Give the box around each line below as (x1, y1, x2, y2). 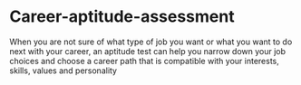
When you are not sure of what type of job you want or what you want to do (9, 36, 293, 47)
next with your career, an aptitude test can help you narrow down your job (9, 45, 286, 56)
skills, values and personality (9, 65, 118, 76)
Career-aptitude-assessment (9, 6, 235, 27)
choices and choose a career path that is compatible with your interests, (9, 55, 279, 66)
